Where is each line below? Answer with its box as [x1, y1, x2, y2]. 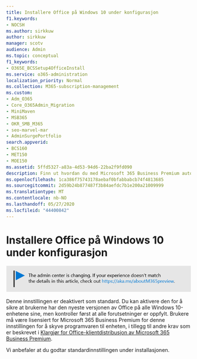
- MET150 [6, 152, 28, 158]
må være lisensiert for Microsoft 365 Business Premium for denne [6, 317, 165, 324]
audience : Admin [6, 47, 46, 53]
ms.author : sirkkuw [6, 28, 54, 34]
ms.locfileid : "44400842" [6, 207, 69, 214]
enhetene [6, 310, 29, 317]
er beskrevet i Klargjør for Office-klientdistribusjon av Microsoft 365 [6, 329, 170, 336]
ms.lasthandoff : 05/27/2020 [6, 201, 75, 207]
